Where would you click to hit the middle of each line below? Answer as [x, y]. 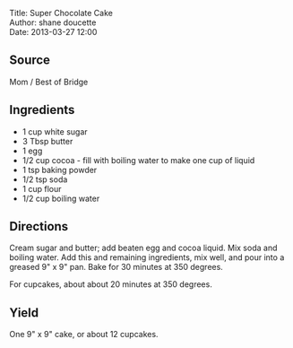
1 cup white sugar [55, 131]
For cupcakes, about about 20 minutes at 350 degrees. [111, 284]
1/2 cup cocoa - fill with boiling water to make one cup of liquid [138, 160]
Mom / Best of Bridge [49, 82]
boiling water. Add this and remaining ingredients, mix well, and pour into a [147, 257]
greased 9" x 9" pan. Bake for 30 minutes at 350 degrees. [116, 267]
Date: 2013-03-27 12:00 [53, 32]
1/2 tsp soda [45, 179]
